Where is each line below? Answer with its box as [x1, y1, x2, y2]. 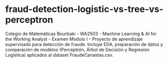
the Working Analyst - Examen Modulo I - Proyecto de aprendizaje [5, 36, 143, 42]
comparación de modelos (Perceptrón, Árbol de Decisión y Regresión [5, 46, 150, 52]
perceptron [5, 14, 53, 25]
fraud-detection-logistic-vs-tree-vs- [5, 3, 164, 15]
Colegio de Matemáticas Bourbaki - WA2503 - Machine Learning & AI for [5, 30, 157, 36]
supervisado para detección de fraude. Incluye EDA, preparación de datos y [5, 41, 163, 47]
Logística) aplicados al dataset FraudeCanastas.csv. [5, 51, 114, 58]
